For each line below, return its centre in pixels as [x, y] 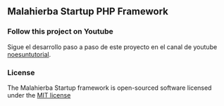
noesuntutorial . [29, 54]
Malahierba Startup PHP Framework [88, 12]
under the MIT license [39, 95]
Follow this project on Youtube [61, 32]
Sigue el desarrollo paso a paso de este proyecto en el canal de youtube [112, 47]
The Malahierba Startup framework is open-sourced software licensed [110, 88]
